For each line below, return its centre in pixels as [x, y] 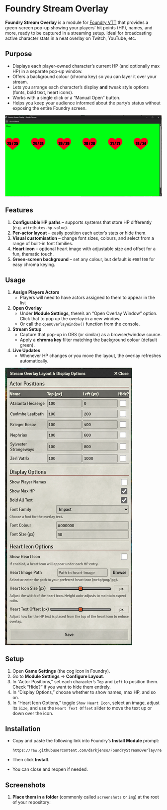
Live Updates [26, 350]
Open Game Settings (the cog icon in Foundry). [61, 671]
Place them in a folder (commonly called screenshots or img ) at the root [85, 797]
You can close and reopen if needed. [50, 769]
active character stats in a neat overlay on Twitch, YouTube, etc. [71, 38]
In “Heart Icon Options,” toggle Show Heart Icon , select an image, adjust [86, 703]
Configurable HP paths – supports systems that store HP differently [82, 222]
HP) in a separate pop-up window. [47, 71]
